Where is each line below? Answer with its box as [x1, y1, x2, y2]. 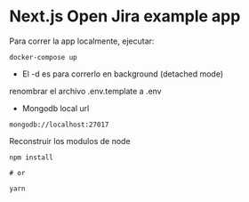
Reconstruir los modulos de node [9, 135, 131, 146]
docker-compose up [9, 53, 77, 61]
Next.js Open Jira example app [9, 6, 241, 27]
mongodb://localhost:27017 [9, 120, 109, 129]
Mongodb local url [21, 102, 90, 113]
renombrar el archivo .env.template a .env [9, 85, 162, 96]
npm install [9, 153, 53, 162]
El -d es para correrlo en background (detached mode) [21, 69, 224, 79]
